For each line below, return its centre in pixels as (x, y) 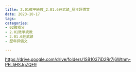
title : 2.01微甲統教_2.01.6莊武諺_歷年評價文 (47, 9)
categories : (17, 23)
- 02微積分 (15, 28)
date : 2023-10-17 (23, 14)
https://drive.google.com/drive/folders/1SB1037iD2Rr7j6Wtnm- (68, 59)
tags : (10, 18)
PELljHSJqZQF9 (21, 64)
